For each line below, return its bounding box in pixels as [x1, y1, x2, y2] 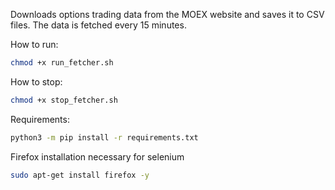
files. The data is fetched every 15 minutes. [10, 19, 187, 31]
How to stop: [10, 75, 63, 88]
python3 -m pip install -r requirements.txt [10, 132, 199, 143]
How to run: [10, 39, 59, 50]
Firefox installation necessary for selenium [10, 150, 185, 163]
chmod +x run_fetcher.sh [10, 58, 114, 68]
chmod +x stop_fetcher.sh [10, 95, 118, 105]
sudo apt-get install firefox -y [10, 170, 150, 180]
